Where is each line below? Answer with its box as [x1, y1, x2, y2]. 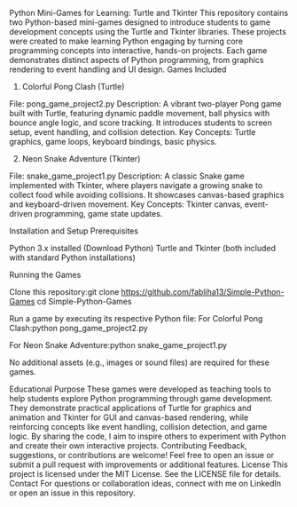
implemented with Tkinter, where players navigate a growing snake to [9, 180, 263, 190]
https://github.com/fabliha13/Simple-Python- [121, 287, 285, 297]
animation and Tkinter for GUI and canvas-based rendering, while [9, 412, 249, 423]
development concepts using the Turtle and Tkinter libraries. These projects [9, 27, 286, 36]
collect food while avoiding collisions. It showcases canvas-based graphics [9, 190, 285, 200]
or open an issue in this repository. [9, 487, 136, 498]
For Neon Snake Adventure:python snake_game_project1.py [9, 340, 228, 350]
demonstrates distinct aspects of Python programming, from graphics [9, 55, 264, 65]
